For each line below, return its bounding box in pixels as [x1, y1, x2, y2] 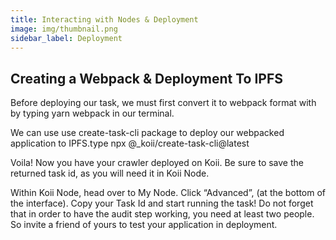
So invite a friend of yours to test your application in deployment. [10, 219, 278, 231]
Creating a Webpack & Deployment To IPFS [10, 70, 284, 87]
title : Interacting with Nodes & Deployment [10, 14, 199, 25]
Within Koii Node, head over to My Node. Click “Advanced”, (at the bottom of [10, 187, 326, 199]
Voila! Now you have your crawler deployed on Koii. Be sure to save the [10, 157, 304, 169]
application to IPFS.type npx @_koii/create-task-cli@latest [10, 137, 250, 150]
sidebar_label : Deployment [10, 33, 123, 43]
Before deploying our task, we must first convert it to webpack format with [10, 97, 317, 109]
